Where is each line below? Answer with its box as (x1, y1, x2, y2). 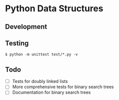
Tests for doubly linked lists (12, 78, 68, 84)
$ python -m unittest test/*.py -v (5, 52, 78, 57)
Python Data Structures (5, 3, 103, 14)
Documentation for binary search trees (12, 89, 91, 96)
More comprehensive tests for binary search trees (12, 84, 114, 90)
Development (5, 23, 48, 31)
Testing (5, 39, 29, 47)
